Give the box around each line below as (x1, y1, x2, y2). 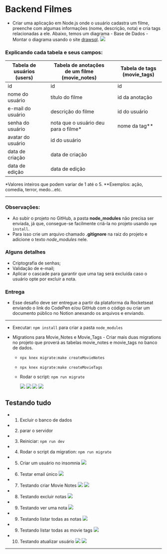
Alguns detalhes (5, 249, 46, 256)
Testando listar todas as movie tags (19, 527, 93, 533)
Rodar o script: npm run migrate (19, 374, 85, 380)
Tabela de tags (120, 65, 157, 72)
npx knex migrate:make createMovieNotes (19, 355, 105, 361)
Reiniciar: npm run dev (19, 438, 65, 444)
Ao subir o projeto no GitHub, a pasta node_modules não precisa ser (12, 215, 154, 221)
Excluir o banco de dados (19, 417, 72, 423)
